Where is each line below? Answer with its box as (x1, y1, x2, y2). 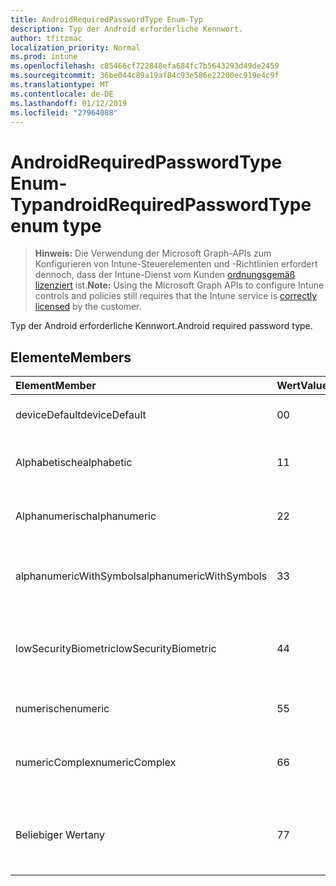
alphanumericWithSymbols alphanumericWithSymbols (15, 569, 268, 583)
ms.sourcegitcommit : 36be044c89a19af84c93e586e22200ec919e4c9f (10, 71, 280, 81)
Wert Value (276, 379, 329, 393)
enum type (10, 214, 102, 237)
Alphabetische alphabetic (15, 456, 133, 470)
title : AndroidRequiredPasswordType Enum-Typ (10, 14, 203, 25)
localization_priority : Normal (10, 42, 141, 53)
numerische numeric (15, 702, 110, 716)
